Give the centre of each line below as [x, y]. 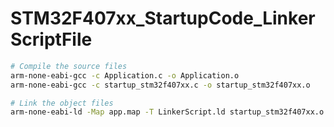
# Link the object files [62, 103]
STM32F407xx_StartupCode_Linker [163, 18]
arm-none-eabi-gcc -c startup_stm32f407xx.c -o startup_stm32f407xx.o [160, 85]
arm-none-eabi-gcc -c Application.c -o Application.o [125, 75]
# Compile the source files [69, 66]
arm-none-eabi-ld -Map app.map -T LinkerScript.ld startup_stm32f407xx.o [167, 112]
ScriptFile [51, 39]
